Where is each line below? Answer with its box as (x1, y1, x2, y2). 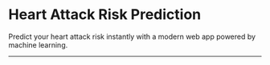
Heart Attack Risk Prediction (8, 6, 202, 24)
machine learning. (8, 40, 68, 49)
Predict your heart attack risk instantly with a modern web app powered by (8, 32, 256, 41)
